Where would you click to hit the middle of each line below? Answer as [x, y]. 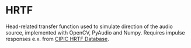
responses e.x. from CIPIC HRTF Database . [57, 39]
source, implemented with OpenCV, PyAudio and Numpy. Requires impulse [95, 32]
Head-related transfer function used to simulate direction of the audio [89, 26]
